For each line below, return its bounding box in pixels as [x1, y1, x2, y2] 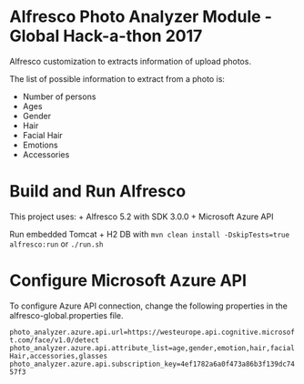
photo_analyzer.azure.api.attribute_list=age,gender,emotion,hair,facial [9, 343, 296, 352]
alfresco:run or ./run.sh [9, 238, 104, 249]
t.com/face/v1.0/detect [9, 335, 100, 345]
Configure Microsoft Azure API [9, 270, 248, 291]
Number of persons [22, 91, 96, 102]
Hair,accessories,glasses [9, 351, 107, 360]
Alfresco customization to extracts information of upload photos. [9, 56, 252, 66]
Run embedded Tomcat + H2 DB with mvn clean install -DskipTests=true [9, 228, 289, 239]
